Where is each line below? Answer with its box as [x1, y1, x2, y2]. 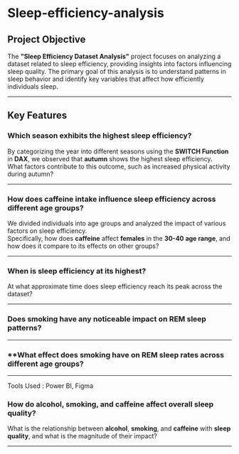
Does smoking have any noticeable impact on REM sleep [7, 314, 206, 324]
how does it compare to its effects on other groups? [7, 242, 159, 250]
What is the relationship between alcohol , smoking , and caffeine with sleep [7, 424, 231, 433]
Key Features [7, 109, 68, 121]
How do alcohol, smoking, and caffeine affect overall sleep [7, 399, 214, 409]
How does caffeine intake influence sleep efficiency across [7, 194, 216, 204]
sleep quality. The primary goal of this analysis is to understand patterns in [7, 67, 226, 75]
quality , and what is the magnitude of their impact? [7, 432, 158, 441]
